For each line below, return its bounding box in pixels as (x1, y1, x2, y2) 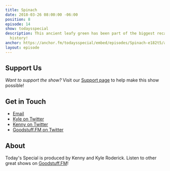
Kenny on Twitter (12, 121, 49, 127)
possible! (5, 82, 24, 89)
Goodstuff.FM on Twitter (12, 127, 64, 133)
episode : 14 (5, 21, 30, 27)
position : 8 (5, 17, 30, 22)
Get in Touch (5, 97, 47, 106)
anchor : (5, 40, 22, 46)
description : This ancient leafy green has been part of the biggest (5, 31, 155, 36)
